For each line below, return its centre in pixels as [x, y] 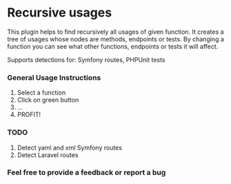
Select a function [41, 93]
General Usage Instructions [54, 77]
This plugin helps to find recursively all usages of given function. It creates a [115, 32]
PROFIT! [29, 114]
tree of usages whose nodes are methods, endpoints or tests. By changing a [115, 39]
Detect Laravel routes [48, 155]
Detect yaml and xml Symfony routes [70, 147]
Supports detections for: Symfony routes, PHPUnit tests [86, 59]
